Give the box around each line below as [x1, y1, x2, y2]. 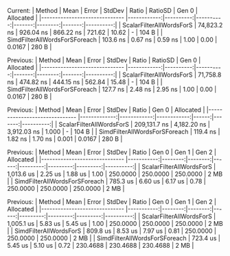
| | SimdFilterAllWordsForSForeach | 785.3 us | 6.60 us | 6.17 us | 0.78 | [7, 177, 206, 185]
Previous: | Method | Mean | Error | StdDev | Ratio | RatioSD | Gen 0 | [7, 56, 201, 64]
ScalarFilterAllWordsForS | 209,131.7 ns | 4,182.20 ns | [58, 120, 211, 128]
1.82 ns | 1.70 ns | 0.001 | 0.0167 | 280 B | [7, 135, 123, 143]
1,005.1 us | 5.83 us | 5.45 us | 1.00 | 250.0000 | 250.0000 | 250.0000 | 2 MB [7, 220, 223, 227]
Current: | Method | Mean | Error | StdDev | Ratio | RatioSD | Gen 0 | [7, 7, 198, 14]
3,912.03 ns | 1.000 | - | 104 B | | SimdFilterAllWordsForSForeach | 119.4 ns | [7, 127, 220, 136]
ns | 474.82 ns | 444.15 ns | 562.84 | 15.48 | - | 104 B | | [7, 78, 163, 86]
